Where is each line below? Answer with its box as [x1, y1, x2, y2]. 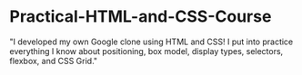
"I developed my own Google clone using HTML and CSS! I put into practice [9, 36, 294, 47]
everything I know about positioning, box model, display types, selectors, [9, 45, 284, 56]
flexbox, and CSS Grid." [9, 55, 98, 66]
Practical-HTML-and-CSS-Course [9, 6, 272, 27]
